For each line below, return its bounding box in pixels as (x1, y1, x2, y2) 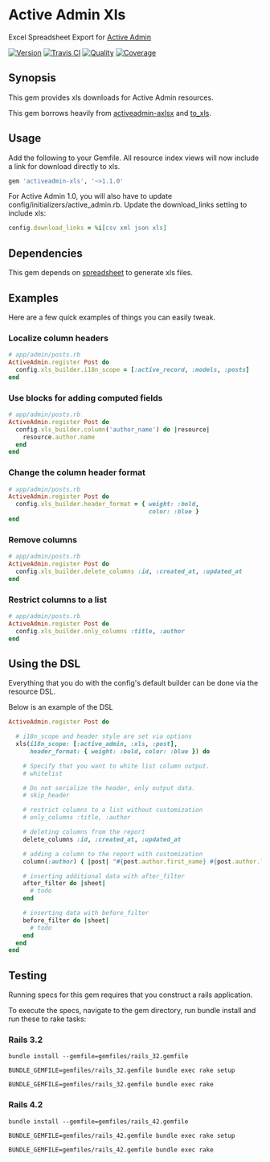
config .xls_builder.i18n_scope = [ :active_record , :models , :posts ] (15, 365, 250, 373)
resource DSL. (8, 686, 56, 697)
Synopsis (8, 71, 56, 85)
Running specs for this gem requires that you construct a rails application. (8, 990, 253, 999)
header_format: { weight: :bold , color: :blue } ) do (29, 747, 211, 756)
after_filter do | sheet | (22, 880, 106, 888)
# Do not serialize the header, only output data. (22, 784, 196, 792)
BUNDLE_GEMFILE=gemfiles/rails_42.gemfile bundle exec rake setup (8, 1131, 235, 1139)
